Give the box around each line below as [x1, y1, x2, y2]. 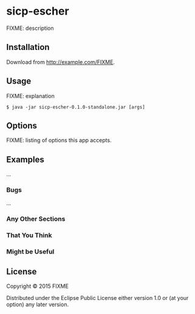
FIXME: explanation [6, 92, 55, 99]
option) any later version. [6, 301, 69, 309]
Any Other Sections [6, 215, 66, 223]
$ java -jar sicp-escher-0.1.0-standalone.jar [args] [6, 104, 146, 110]
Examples [6, 154, 44, 165]
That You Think [6, 231, 52, 240]
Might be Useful [6, 248, 55, 256]
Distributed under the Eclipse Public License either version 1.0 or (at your [6, 294, 189, 302]
